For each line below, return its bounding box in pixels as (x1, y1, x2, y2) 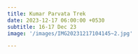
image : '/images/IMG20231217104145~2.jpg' (7, 29, 133, 37)
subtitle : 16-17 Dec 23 (7, 23, 77, 30)
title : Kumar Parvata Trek (7, 10, 86, 18)
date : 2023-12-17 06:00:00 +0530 (7, 17, 105, 24)
